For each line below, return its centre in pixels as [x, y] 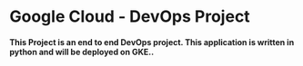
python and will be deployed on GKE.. [82, 52]
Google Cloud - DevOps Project [130, 17]
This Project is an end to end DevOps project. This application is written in [152, 42]
